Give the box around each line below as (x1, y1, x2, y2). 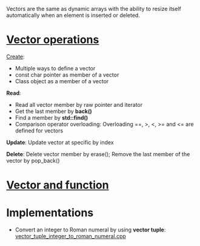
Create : (6, 53, 25, 60)
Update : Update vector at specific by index (6, 138, 114, 146)
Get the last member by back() (15, 108, 92, 115)
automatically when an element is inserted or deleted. (6, 12, 141, 19)
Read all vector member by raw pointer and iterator (15, 101, 143, 108)
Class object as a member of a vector (15, 77, 109, 84)
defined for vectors (15, 127, 64, 134)
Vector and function (6, 179, 109, 192)
